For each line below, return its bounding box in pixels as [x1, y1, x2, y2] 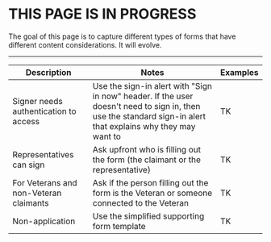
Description [25, 66, 72, 77]
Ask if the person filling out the [92, 177, 209, 188]
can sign [12, 159, 45, 170]
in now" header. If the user [92, 90, 194, 102]
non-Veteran [12, 187, 62, 198]
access [12, 115, 40, 127]
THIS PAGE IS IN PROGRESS [8, 5, 197, 23]
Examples [220, 66, 259, 77]
